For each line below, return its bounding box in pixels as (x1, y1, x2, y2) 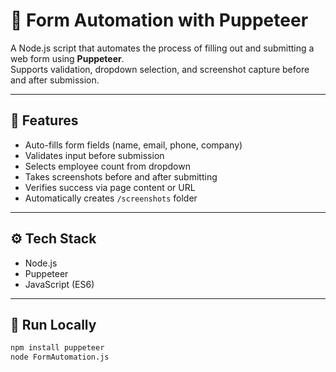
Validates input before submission (24, 149, 165, 161)
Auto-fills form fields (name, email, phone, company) (24, 139, 243, 151)
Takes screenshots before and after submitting (24, 170, 218, 183)
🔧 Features (10, 112, 79, 129)
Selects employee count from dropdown (24, 160, 191, 172)
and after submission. (10, 74, 100, 86)
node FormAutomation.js (10, 352, 110, 363)
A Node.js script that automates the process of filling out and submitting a (10, 42, 315, 54)
